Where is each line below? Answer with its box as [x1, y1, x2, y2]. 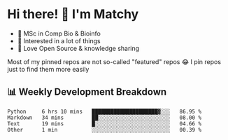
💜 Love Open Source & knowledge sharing [17, 44, 140, 52]
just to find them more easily [7, 65, 90, 73]
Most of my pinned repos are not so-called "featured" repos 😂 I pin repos [7, 57, 222, 65]
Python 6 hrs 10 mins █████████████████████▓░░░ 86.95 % [7, 108, 201, 115]
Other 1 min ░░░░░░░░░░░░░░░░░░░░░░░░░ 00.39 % [7, 126, 201, 133]
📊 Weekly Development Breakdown [7, 86, 167, 98]
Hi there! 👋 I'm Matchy [7, 6, 139, 22]
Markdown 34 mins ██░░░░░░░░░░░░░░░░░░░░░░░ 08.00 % [7, 114, 201, 121]
